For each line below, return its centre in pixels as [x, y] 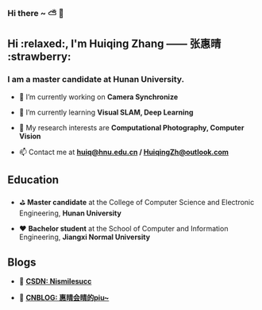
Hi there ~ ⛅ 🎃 [36, 13]
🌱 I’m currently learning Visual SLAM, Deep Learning [106, 112]
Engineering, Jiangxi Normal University [85, 237]
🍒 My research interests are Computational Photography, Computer [131, 127]
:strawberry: [39, 57]
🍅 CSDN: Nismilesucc [55, 281]
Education [33, 180]
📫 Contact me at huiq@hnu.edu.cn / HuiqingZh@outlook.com [124, 152]
